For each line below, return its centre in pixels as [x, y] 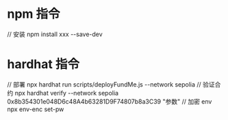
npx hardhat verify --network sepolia [66, 93]
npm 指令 [34, 14]
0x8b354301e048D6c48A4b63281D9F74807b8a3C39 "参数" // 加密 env [110, 101]
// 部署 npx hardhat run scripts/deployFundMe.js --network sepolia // [104, 84]
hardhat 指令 [43, 64]
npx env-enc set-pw [36, 109]
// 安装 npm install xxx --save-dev [55, 34]
